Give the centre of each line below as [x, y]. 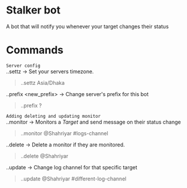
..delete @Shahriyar [44, 156]
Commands [35, 50]
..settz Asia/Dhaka [42, 83]
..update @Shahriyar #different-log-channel [73, 179]
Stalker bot [33, 10]
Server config [23, 66]
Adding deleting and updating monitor [53, 116]
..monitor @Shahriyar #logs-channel [64, 133]
